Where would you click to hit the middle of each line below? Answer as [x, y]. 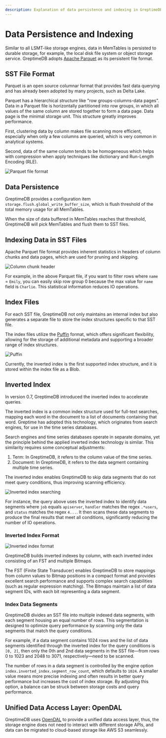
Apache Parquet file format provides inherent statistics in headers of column [83, 252]
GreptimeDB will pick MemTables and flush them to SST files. [67, 224]
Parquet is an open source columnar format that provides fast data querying [83, 86]
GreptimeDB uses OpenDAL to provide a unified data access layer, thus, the [82, 720]
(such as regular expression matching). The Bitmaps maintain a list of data [81, 586]
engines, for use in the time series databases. [51, 427]
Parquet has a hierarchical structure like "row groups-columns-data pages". [82, 101]
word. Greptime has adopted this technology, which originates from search [81, 422]
